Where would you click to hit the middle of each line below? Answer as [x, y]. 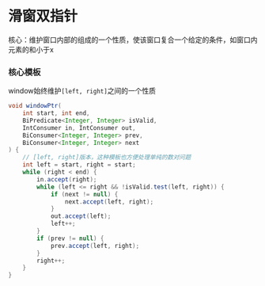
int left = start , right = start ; [79, 165]
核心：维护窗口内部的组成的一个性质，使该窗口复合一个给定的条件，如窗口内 [133, 40]
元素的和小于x [31, 49]
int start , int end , [56, 113]
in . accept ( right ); [67, 179]
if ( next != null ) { [84, 194]
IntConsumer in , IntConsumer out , [79, 128]
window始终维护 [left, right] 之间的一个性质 [82, 91]
